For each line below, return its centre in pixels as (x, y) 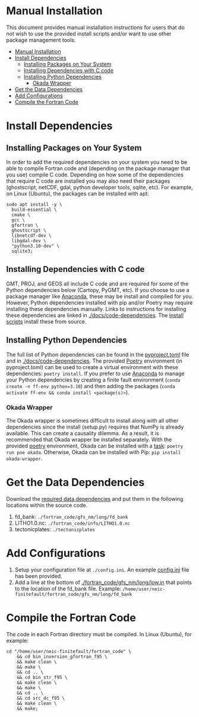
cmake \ (21, 215)
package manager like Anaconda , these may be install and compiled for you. (100, 296)
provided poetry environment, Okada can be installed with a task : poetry (95, 446)
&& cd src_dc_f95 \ (41, 698)
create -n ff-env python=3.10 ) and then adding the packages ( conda (91, 386)
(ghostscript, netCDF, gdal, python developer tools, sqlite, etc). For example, (99, 187)
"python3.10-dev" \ (36, 246)
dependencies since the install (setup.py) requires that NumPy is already (95, 427)
